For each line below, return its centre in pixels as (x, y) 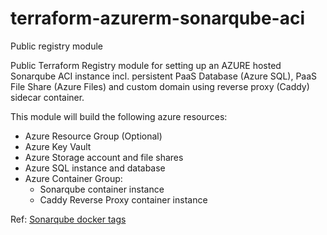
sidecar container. (47, 97)
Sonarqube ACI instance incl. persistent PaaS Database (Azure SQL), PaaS (164, 76)
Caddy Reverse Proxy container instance (123, 199)
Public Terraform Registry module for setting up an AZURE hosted (146, 65)
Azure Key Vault (58, 146)
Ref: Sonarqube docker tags (68, 219)
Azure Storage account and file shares (104, 157)
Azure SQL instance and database (95, 168)
